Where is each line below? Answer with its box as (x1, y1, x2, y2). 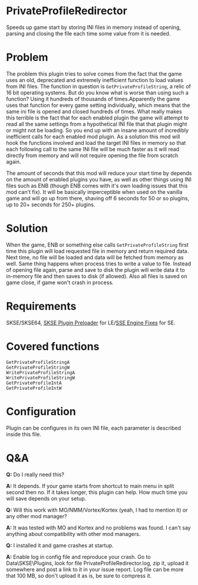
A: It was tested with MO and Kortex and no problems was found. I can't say (6, 524, 191, 531)
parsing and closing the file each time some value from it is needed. (6, 30, 171, 37)
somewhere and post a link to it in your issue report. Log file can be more (6, 565, 184, 573)
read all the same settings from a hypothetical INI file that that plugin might (6, 120, 187, 128)
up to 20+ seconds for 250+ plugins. (6, 201, 95, 208)
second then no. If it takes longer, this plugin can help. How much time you (6, 489, 187, 496)
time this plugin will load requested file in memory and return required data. (6, 247, 189, 255)
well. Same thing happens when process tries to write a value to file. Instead (6, 260, 192, 267)
